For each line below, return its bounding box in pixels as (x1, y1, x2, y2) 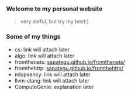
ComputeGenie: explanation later (14, 83, 94, 90)
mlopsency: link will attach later (14, 71, 91, 78)
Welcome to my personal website (6, 5, 103, 13)
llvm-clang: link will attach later (14, 77, 89, 84)
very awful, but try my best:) (20, 18, 89, 25)
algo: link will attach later (14, 52, 75, 59)
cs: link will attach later (14, 46, 70, 53)
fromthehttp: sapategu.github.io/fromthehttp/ (14, 64, 124, 71)
